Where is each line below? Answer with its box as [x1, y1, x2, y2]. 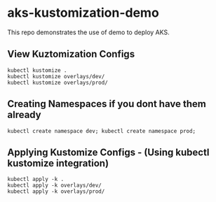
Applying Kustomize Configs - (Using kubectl [7, 146, 210, 158]
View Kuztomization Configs [7, 48, 135, 60]
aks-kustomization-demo [7, 5, 159, 21]
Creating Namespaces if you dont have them [7, 98, 207, 110]
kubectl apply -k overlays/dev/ [7, 182, 102, 189]
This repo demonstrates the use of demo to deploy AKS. [7, 28, 170, 36]
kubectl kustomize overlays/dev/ [7, 73, 105, 80]
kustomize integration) [7, 157, 109, 169]
